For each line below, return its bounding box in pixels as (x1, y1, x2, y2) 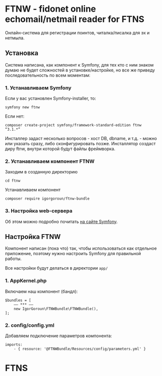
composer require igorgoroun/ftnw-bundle (5, 196, 90, 201)
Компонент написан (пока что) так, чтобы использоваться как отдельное (5, 245, 157, 251)
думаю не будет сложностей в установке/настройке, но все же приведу (5, 67, 155, 73)
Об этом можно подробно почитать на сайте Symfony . (5, 219, 118, 224)
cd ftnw (5, 178, 21, 183)
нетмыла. (5, 35, 25, 41)
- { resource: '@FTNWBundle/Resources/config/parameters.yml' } (14, 346, 146, 352)
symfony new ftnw (5, 105, 40, 110)
